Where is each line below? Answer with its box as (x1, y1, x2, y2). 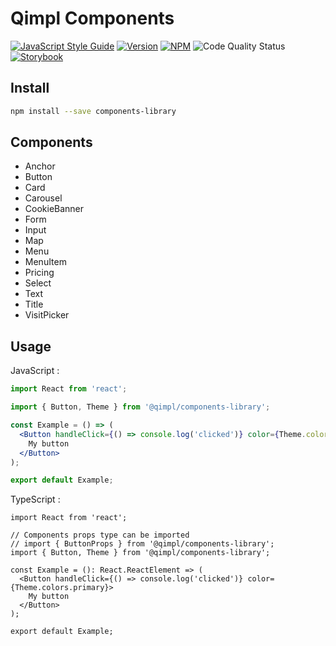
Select (24, 277, 52, 289)
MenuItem (24, 256, 67, 268)
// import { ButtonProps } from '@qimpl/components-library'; (10, 539, 275, 549)
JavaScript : (10, 365, 60, 377)
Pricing (24, 267, 55, 279)
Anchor (24, 160, 56, 172)
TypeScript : (10, 493, 61, 506)
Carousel (24, 192, 63, 204)
